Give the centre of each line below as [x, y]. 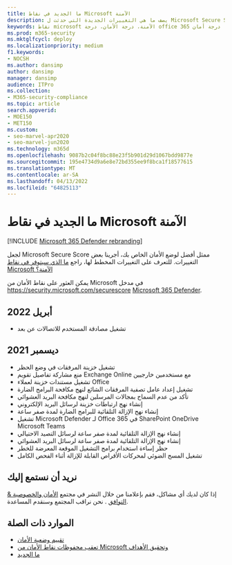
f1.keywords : [26, 53]
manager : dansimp [32, 78]
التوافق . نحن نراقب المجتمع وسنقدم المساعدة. [68, 501]
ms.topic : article [33, 104]
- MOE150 [20, 116]
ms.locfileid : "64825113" [44, 188]
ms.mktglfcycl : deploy [40, 40]
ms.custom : [23, 130]
